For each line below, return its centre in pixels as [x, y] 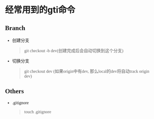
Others [15, 91]
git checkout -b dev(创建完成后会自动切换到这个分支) [74, 51]
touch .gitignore [38, 112]
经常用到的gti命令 [40, 10]
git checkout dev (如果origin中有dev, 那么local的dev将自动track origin [87, 71]
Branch [15, 28]
